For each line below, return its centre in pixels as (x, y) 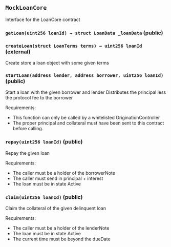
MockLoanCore (26, 8)
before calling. (28, 129)
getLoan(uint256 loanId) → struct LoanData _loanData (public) (84, 33)
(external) (18, 52)
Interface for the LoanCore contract (43, 19)
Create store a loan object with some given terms (57, 63)
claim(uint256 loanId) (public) (44, 197)
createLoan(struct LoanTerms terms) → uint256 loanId (74, 46)
